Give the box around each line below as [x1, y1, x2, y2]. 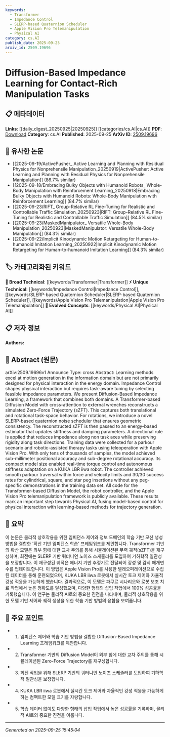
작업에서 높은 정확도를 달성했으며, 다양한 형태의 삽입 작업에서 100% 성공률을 [10, 585, 161, 591]
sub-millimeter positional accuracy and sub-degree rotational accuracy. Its [5, 455, 161, 461]
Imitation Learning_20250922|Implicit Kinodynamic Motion [34, 241, 157, 248]
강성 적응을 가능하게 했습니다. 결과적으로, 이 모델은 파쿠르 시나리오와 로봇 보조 [5, 578, 159, 585]
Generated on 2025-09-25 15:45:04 [5, 727, 80, 733]
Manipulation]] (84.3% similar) [12, 231, 76, 237]
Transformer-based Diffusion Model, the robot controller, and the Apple [5, 487, 154, 494]
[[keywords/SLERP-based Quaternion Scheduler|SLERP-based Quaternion [5, 292, 160, 298]
